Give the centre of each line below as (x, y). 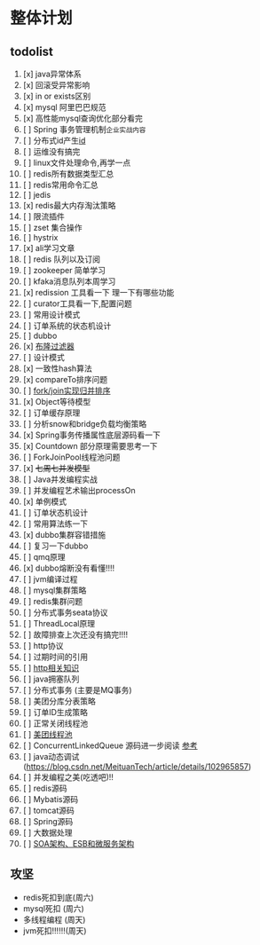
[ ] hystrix (40, 237)
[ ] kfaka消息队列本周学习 (69, 281)
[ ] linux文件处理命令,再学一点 (77, 162)
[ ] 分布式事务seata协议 (65, 612)
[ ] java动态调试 (51, 756)
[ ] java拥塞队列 (51, 679)
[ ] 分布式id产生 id (54, 140)
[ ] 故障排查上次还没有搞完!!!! (75, 634)
